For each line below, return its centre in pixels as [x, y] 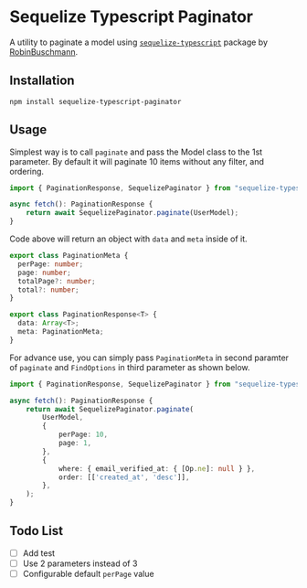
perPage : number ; [51, 264]
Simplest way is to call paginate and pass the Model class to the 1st [136, 152]
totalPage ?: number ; [57, 281]
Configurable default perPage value [88, 574]
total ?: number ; [48, 290]
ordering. [26, 171]
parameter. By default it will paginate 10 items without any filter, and [137, 161]
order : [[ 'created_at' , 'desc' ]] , [124, 477]
